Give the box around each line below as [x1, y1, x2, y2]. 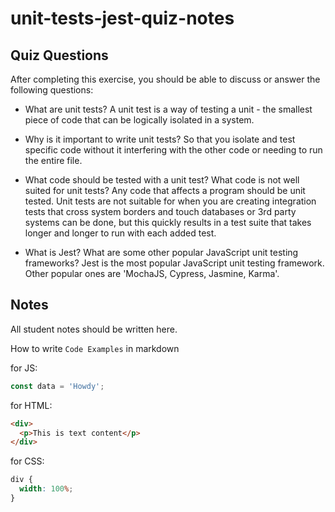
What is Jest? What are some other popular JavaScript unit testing [24, 247, 299, 258]
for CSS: [10, 455, 45, 467]
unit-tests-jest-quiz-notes [10, 7, 235, 30]
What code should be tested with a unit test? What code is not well [24, 174, 300, 186]
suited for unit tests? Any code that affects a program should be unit [24, 185, 306, 196]
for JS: [10, 362, 38, 374]
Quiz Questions [10, 47, 109, 64]
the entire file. [24, 155, 83, 166]
